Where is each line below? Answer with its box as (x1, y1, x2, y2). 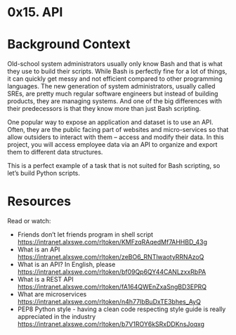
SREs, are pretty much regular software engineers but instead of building (7, 89, 218, 98)
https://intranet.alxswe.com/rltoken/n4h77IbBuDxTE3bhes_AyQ (17, 298, 202, 306)
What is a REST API (17, 275, 74, 284)
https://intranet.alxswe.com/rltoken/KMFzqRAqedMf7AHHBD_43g (17, 238, 208, 247)
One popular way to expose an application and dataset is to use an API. (7, 118, 214, 126)
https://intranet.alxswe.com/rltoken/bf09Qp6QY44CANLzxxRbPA (17, 268, 206, 276)
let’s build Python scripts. (7, 169, 81, 178)
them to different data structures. (7, 148, 103, 157)
